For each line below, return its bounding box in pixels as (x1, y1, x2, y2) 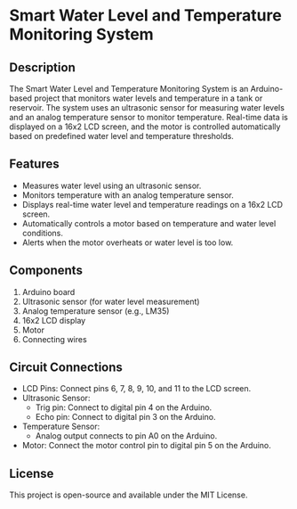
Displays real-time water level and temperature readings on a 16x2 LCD (21, 199, 283, 209)
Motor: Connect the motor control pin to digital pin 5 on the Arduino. (21, 440, 271, 451)
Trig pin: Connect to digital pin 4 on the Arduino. (35, 402, 213, 413)
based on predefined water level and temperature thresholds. (9, 131, 234, 141)
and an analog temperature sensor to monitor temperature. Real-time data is (9, 112, 289, 122)
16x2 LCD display (21, 315, 86, 325)
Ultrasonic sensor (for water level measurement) (21, 296, 200, 307)
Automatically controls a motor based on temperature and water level (21, 218, 277, 228)
